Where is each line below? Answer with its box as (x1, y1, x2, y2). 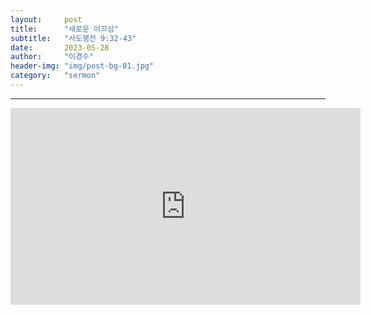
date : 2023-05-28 (10, 42, 110, 53)
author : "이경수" (10, 52, 95, 62)
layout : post (10, 14, 83, 25)
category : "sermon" (10, 71, 101, 81)
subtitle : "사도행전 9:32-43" (10, 33, 137, 43)
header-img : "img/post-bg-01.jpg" (10, 61, 155, 71)
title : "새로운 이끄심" (10, 24, 120, 34)
